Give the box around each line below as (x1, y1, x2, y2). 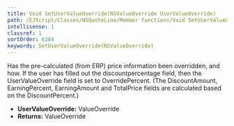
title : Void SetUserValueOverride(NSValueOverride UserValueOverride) (7, 10, 217, 17)
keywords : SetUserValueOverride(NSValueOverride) (7, 42, 155, 49)
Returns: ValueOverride (17, 112, 86, 120)
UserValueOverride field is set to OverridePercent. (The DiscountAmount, (7, 77, 218, 84)
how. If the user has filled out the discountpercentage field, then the (7, 69, 202, 77)
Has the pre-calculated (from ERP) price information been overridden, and (7, 62, 221, 70)
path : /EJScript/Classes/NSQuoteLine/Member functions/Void (7, 17, 186, 24)
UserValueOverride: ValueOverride (17, 105, 120, 113)
